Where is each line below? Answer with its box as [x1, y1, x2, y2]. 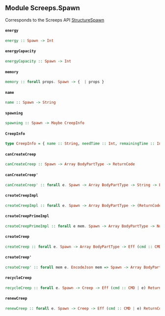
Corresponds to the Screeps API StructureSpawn [5, 17, 105, 23]
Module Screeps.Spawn [5, 4, 80, 12]
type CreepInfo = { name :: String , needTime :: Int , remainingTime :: [5, 141, 155, 146]
